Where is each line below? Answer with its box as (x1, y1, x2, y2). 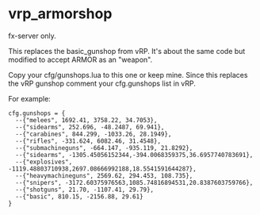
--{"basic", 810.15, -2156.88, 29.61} (15, 192, 144, 201)
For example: (8, 94, 52, 103)
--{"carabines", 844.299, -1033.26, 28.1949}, (15, 130, 172, 138)
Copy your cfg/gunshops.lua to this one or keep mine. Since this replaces (8, 70, 248, 79)
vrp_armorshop (8, 5, 113, 23)
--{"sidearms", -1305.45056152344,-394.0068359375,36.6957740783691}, (15, 151, 254, 159)
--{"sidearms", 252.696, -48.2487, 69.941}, (15, 123, 165, 131)
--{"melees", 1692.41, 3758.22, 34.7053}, (15, 116, 158, 124)
